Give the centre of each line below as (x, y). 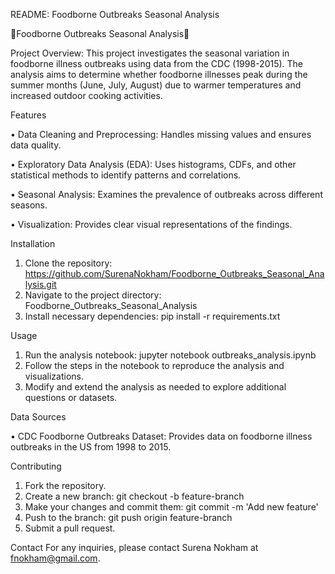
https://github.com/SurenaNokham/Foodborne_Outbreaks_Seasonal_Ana (174, 273)
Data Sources (38, 417)
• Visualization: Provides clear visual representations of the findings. (151, 224)
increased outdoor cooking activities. (86, 95)
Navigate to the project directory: (93, 295)
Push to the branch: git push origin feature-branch (128, 517)
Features (28, 115)
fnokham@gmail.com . (55, 558)
